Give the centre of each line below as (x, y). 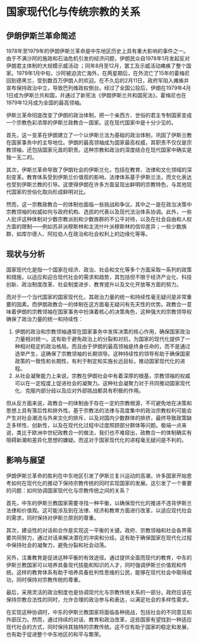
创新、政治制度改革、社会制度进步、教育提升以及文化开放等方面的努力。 (94, 284)
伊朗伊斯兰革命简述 (41, 36)
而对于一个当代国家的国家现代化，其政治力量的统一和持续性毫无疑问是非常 (96, 297)
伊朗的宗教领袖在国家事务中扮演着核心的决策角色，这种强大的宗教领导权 (104, 311)
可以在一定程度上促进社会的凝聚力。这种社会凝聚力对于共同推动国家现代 (102, 383)
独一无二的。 (22, 157)
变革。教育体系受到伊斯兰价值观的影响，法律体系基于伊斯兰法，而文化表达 (101, 177)
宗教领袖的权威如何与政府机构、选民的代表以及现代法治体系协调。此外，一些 (99, 212)
